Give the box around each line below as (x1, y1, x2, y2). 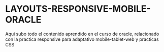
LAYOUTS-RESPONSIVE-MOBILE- (5, 3, 151, 15)
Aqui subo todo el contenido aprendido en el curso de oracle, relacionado (5, 31, 159, 37)
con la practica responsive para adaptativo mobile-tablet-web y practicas (5, 36, 159, 42)
